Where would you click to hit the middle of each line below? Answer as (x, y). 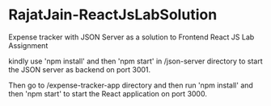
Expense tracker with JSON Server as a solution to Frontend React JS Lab (131, 37)
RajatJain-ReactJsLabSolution (113, 15)
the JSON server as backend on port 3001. (80, 69)
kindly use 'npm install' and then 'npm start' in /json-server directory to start (135, 61)
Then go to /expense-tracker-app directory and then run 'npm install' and (131, 85)
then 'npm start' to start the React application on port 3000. (108, 93)
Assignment (28, 45)
